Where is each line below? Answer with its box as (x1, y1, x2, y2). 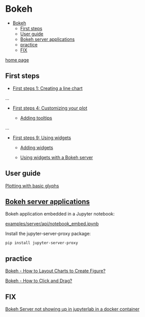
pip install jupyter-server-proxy (5, 241, 79, 246)
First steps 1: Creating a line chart (12, 85, 83, 91)
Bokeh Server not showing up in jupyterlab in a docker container (5, 306, 140, 312)
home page (5, 57, 29, 63)
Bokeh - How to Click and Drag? (5, 278, 72, 284)
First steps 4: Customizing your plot (12, 105, 88, 111)
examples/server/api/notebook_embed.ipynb (5, 221, 99, 227)
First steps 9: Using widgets (12, 135, 71, 141)
